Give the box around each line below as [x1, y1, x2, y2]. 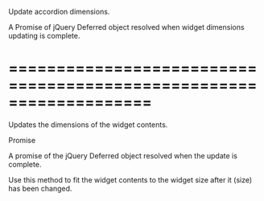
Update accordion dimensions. [8, 7, 110, 16]
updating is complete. [8, 31, 80, 40]
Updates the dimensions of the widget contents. [8, 120, 168, 129]
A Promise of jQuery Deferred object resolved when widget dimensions [8, 23, 245, 31]
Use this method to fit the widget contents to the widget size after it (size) [8, 174, 253, 184]
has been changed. [8, 183, 72, 193]
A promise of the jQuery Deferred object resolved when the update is [8, 150, 237, 160]
